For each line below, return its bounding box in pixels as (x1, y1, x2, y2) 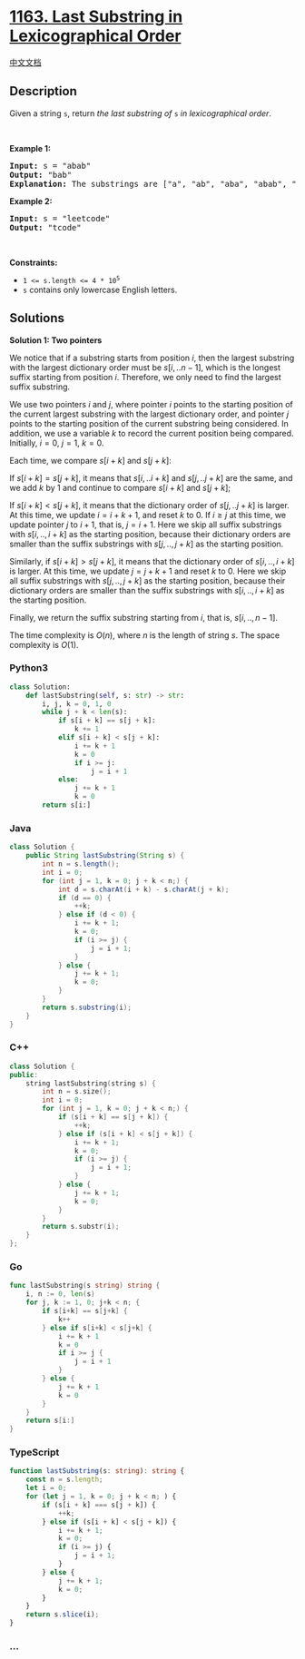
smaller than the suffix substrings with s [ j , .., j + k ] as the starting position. (9, 538, 284, 549)
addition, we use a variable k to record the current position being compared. (9, 427, 294, 438)
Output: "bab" (9, 170, 73, 180)
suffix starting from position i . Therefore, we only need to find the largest (9, 371, 281, 382)
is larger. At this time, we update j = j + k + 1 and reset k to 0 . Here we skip (9, 565, 287, 576)
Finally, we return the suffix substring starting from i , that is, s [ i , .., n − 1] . (9, 612, 279, 623)
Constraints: (9, 257, 58, 268)
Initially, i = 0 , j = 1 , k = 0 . (9, 437, 104, 448)
